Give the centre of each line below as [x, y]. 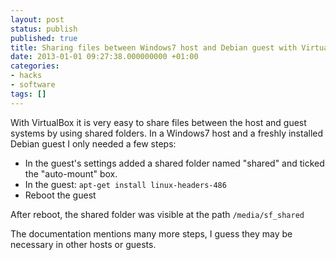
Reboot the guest [60, 195]
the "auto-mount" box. [71, 173]
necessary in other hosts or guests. [83, 244]
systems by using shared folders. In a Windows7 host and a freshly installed [167, 133]
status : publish [44, 29]
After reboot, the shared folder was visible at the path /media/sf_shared [157, 214]
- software [33, 85]
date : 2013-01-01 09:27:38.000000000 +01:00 [104, 57]
